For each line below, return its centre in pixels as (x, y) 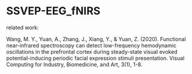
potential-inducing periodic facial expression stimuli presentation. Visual (95, 58)
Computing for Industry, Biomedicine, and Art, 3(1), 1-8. (74, 64)
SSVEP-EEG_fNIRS (53, 11)
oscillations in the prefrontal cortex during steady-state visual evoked (92, 51)
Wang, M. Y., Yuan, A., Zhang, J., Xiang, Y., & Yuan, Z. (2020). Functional (96, 39)
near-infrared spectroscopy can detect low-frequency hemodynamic (91, 45)
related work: (22, 27)
